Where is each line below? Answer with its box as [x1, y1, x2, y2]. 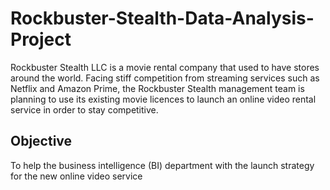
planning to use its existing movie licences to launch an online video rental [10, 93, 317, 105]
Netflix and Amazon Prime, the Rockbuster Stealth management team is [10, 82, 305, 94]
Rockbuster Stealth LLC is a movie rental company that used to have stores [10, 61, 320, 73]
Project [10, 28, 72, 51]
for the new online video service [10, 170, 143, 182]
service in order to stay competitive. [10, 103, 159, 116]
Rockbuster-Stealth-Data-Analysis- [10, 7, 315, 30]
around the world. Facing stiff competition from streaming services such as [10, 72, 320, 84]
